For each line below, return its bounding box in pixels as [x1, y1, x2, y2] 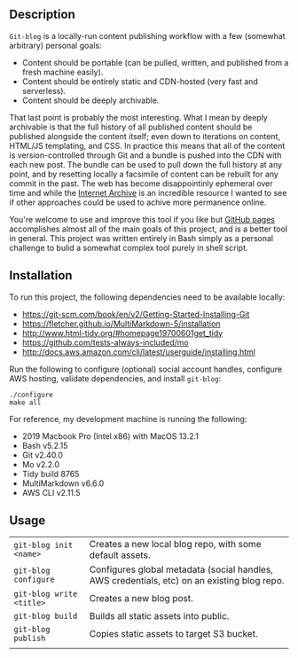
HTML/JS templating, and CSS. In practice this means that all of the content [9, 140, 286, 151]
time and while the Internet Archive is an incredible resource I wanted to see [9, 187, 287, 198]
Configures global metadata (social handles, [89, 563, 273, 576]
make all [9, 398, 42, 407]
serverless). [21, 85, 67, 96]
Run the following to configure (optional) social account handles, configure [9, 364, 282, 374]
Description [9, 7, 75, 22]
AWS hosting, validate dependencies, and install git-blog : [9, 372, 222, 384]
